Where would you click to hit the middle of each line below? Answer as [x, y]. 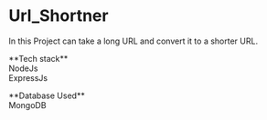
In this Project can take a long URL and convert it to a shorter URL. [133, 41]
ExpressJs [28, 77]
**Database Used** [47, 95]
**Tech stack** [38, 58]
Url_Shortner [59, 16]
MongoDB [27, 105]
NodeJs [23, 68]
